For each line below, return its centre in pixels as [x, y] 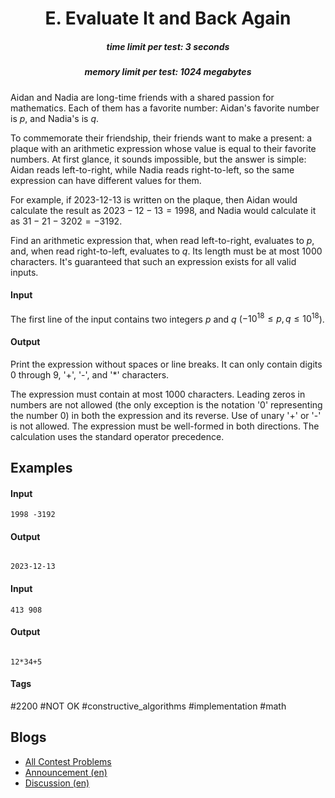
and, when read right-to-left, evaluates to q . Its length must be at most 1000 [166, 251]
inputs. [24, 272]
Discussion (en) [57, 783]
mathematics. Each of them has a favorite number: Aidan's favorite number [165, 108]
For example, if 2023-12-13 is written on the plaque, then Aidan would [154, 199]
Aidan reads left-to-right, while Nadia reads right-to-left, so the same [152, 169]
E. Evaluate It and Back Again [168, 18]
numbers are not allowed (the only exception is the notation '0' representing [166, 404]
